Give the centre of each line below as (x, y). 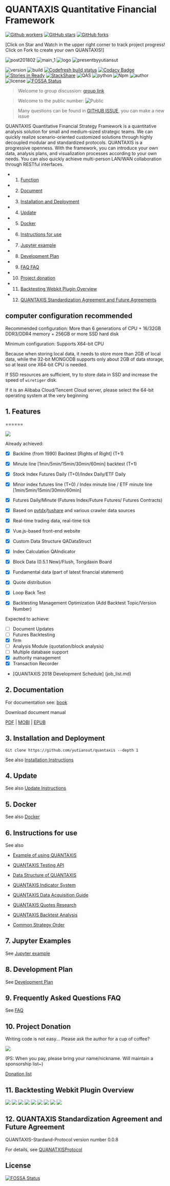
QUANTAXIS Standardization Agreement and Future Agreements (88, 299)
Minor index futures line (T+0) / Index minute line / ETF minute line (82, 484)
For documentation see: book (36, 702)
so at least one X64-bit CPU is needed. (47, 364)
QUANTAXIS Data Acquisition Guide (50, 895)
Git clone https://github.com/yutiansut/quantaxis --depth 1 (72, 750)
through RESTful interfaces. (35, 164)
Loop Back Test (29, 593)
